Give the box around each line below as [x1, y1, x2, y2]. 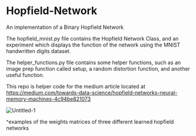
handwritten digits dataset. [6, 47, 71, 54]
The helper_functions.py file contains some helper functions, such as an [6, 59, 181, 66]
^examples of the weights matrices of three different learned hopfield [6, 118, 174, 125]
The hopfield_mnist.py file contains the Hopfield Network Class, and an [6, 35, 179, 42]
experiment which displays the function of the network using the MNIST [6, 41, 181, 48]
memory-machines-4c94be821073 [6, 95, 91, 102]
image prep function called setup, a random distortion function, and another [6, 65, 190, 72]
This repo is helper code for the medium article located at [6, 82, 146, 89]
